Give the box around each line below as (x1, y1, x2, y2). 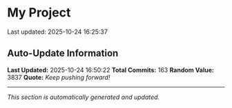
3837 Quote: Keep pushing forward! (7, 73, 110, 81)
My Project (7, 5, 71, 21)
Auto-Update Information (7, 47, 119, 59)
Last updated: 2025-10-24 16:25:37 (7, 28, 108, 36)
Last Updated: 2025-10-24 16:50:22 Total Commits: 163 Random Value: (7, 65, 214, 74)
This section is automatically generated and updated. (7, 93, 160, 101)
